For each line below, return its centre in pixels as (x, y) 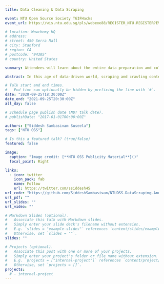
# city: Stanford (23, 45)
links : (12, 170)
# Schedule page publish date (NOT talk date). (54, 112)
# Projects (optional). (29, 247)
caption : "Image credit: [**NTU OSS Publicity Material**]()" (74, 157)
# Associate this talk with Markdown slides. (54, 220)
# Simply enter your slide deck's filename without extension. (73, 224)
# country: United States (31, 59)
